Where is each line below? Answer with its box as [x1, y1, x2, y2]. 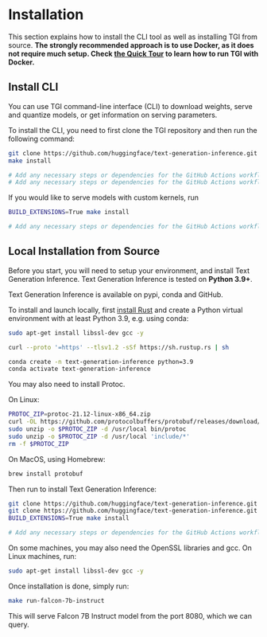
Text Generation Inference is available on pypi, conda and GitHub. [8, 289, 224, 299]
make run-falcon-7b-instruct [8, 596, 105, 604]
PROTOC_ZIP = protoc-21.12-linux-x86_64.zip [8, 410, 151, 419]
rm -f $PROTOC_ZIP [8, 440, 69, 447]
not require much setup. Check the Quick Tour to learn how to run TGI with [8, 49, 259, 58]
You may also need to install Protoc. [8, 380, 126, 389]
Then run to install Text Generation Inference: [8, 484, 157, 494]
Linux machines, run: [8, 552, 77, 561]
